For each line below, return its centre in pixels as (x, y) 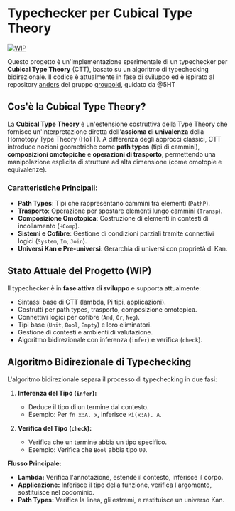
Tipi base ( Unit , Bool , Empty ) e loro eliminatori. (85, 325)
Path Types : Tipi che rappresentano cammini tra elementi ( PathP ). (114, 204)
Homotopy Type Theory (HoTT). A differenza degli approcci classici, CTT (114, 139)
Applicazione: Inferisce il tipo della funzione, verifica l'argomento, (114, 485)
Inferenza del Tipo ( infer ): (57, 393)
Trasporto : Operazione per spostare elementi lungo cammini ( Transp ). (120, 211)
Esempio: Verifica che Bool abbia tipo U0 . (88, 449)
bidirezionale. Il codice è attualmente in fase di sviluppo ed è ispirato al (111, 77)
